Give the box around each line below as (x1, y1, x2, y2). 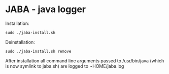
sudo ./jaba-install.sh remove (5, 49, 72, 54)
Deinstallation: (5, 39, 36, 45)
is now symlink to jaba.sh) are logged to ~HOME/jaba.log (5, 63, 124, 69)
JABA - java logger (5, 4, 86, 15)
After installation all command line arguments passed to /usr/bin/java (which (5, 57, 164, 64)
